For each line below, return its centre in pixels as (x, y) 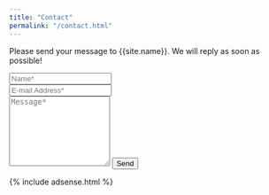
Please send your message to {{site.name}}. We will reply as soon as (134, 51)
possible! (26, 60)
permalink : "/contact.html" (61, 26)
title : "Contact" (41, 17)
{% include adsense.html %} (61, 182)
